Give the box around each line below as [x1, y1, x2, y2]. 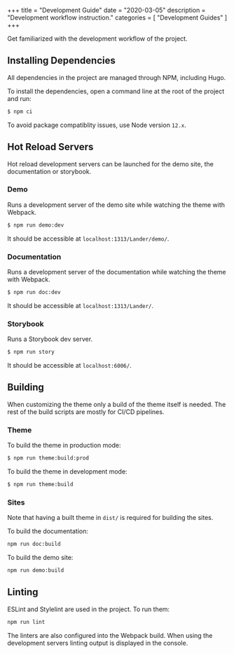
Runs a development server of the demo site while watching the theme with [7, 200, 226, 209]
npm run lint [7, 618, 46, 625]
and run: [7, 94, 32, 102]
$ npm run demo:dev [7, 221, 64, 229]
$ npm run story [7, 349, 55, 356]
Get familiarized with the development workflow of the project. [7, 34, 188, 43]
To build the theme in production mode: [7, 441, 121, 450]
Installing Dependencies [7, 55, 116, 67]
